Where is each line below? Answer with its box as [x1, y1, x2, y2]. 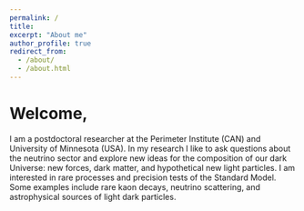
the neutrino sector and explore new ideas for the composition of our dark [9, 152, 288, 164]
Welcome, [9, 104, 88, 124]
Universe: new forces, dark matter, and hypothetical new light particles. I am [9, 162, 296, 173]
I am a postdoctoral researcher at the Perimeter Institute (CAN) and [9, 133, 261, 144]
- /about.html [17, 65, 71, 74]
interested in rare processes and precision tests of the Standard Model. [9, 172, 277, 183]
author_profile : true [9, 38, 92, 48]
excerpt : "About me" [9, 30, 88, 39]
